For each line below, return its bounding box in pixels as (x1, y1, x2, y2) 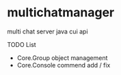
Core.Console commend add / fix (16, 61, 111, 69)
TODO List (7, 40, 36, 48)
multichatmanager (7, 5, 115, 20)
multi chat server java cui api (7, 27, 88, 35)
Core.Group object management (16, 53, 108, 62)
